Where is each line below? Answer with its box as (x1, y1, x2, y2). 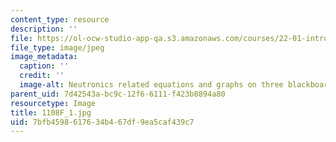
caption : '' (19, 61, 70, 71)
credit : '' (19, 71, 65, 81)
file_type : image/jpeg (10, 42, 105, 53)
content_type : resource (10, 14, 110, 25)
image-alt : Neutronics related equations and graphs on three (19, 80, 284, 90)
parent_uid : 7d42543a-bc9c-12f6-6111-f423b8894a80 (10, 89, 226, 99)
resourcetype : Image (10, 98, 97, 108)
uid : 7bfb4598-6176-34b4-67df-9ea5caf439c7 (10, 117, 195, 127)
